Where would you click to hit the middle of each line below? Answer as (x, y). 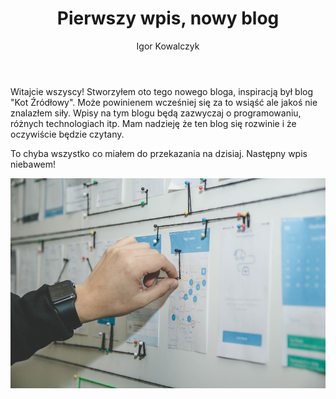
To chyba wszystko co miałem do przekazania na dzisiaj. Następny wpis (159, 153)
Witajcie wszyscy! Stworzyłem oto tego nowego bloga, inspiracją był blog (162, 91)
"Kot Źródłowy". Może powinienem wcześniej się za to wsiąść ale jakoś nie (164, 102)
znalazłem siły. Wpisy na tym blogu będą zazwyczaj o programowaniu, (156, 113)
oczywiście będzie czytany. (67, 134)
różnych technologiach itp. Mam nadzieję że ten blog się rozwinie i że (153, 123)
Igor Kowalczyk (168, 46)
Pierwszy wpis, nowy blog (168, 18)
